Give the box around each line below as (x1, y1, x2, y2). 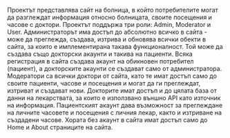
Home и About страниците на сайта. (7, 124, 113, 131)
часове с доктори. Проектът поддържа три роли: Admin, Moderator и (7, 21, 211, 28)
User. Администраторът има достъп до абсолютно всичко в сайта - (7, 28, 207, 36)
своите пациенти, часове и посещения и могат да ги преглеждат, (7, 79, 201, 87)
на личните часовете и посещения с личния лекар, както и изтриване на (7, 108, 222, 117)
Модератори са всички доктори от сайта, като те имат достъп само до (7, 72, 218, 80)
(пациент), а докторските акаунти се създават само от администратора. (7, 65, 222, 72)
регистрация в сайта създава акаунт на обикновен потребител (7, 57, 194, 65)
